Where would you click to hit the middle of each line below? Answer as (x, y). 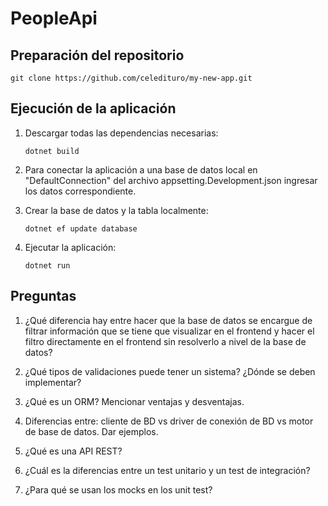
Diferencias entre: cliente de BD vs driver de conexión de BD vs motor (169, 421)
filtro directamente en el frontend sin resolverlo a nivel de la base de (165, 341)
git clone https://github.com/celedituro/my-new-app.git (131, 78)
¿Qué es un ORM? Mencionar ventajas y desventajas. (134, 401)
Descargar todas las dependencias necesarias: (121, 133)
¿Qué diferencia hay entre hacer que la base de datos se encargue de (168, 320)
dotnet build (52, 151)
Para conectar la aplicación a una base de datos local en (141, 169)
